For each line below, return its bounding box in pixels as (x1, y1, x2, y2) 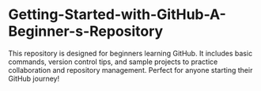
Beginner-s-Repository (8, 22, 164, 40)
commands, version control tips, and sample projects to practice (8, 57, 218, 66)
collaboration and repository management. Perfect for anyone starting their (8, 65, 253, 74)
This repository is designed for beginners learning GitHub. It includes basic (8, 48, 253, 58)
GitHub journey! (8, 74, 60, 83)
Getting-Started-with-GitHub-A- (8, 6, 227, 24)
